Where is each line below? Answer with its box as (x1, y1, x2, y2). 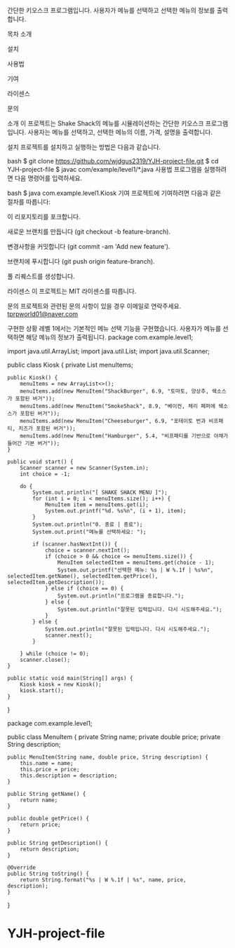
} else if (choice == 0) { (44, 585, 124, 592)
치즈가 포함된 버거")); (18, 425, 76, 432)
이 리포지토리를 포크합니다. (7, 212, 81, 221)
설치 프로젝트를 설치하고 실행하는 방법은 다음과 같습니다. (7, 143, 161, 151)
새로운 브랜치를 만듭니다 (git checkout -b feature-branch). (7, 227, 170, 236)
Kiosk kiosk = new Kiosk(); (20, 681, 102, 688)
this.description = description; (20, 772, 118, 779)
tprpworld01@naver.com (7, 310, 79, 318)
